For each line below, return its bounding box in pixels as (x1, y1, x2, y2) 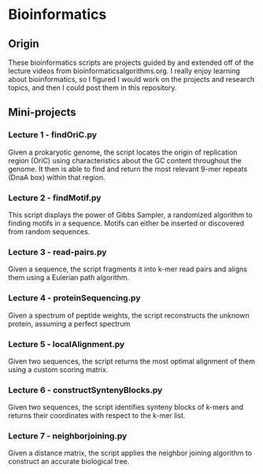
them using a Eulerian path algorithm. (8, 273, 130, 282)
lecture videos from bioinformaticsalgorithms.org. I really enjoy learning (8, 66, 240, 76)
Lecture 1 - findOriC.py (8, 129, 97, 140)
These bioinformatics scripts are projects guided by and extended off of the (8, 58, 254, 67)
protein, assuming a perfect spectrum (8, 319, 131, 328)
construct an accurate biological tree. (8, 457, 130, 466)
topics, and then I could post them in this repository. (8, 83, 177, 92)
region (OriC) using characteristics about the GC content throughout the (8, 155, 242, 165)
